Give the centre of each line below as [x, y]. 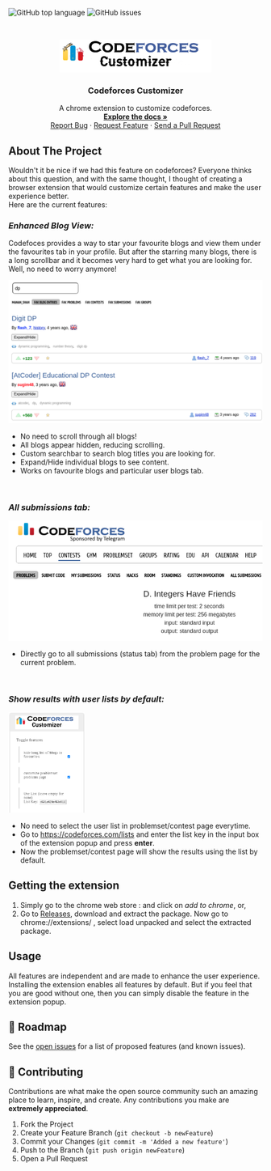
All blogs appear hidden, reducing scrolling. [92, 444]
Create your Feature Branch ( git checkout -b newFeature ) [117, 1133]
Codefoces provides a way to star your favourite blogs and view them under [135, 244]
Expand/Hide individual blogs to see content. [94, 462]
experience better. [39, 196]
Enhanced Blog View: [51, 226]
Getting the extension [64, 886]
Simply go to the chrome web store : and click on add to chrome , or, [133, 905]
